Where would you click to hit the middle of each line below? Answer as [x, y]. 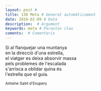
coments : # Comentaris [30, 33]
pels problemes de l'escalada [36, 64]
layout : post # [21, 10]
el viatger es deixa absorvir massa [41, 58]
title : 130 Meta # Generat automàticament [50, 15]
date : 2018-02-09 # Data [31, 19]
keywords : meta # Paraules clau [39, 29]
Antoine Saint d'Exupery [26, 83]
